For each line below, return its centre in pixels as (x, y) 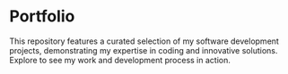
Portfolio (42, 16)
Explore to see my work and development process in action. (120, 60)
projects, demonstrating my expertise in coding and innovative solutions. (144, 50)
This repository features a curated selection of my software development (144, 41)
